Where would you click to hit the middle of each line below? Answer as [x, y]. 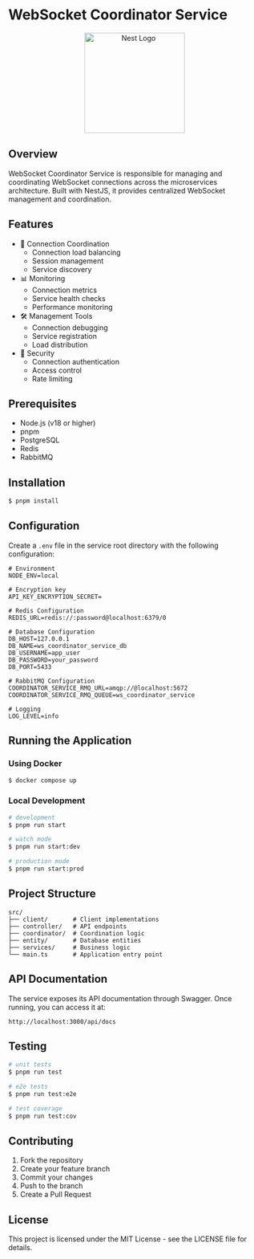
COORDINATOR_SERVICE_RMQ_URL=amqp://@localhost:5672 [98, 688]
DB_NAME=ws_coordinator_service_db [68, 646]
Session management [68, 261]
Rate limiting [52, 378]
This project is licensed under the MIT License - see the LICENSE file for [127, 1239]
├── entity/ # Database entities [75, 940]
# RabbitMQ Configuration [51, 681]
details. [20, 1248]
